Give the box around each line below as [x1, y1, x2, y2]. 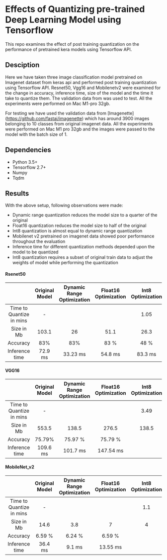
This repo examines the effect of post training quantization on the [5, 41, 139, 47]
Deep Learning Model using [5, 14, 121, 25]
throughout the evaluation [12, 238, 66, 244]
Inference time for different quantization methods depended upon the [12, 244, 155, 250]
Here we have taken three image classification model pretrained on [5, 74, 143, 80]
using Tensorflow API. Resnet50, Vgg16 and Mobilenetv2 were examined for [5, 85, 161, 91]
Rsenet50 [5, 271, 26, 277]
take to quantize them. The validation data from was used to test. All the [5, 95, 153, 101]
